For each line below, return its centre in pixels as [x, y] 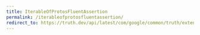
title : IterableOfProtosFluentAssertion [57, 12]
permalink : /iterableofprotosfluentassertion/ [65, 17]
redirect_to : [22, 23]
